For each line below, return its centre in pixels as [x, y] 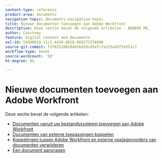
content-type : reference [31, 10]
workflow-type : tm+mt [28, 51]
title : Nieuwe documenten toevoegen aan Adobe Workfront [66, 24]
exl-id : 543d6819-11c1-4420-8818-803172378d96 [54, 42]
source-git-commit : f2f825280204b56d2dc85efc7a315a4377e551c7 [71, 47]
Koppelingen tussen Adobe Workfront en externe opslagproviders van [84, 140]
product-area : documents [31, 14]
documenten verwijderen [38, 145]
